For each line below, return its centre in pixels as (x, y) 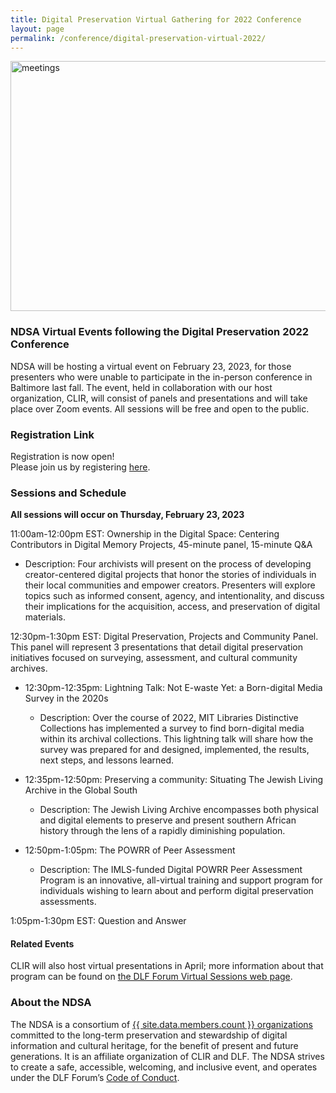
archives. (29, 668)
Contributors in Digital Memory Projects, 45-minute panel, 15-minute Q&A (161, 545)
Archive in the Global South (81, 790)
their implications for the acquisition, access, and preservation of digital (172, 607)
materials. (45, 617)
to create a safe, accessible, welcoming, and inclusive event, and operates (164, 1067)
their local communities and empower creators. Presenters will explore (170, 585)
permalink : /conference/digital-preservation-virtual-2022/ (138, 38)
